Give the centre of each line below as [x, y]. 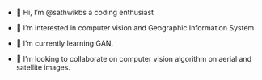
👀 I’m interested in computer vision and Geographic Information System [135, 28]
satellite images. [43, 67]
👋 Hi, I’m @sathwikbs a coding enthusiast [85, 12]
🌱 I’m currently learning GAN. [65, 43]
